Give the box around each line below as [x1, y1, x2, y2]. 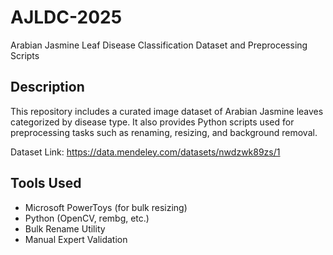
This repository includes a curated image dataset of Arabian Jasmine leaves [10, 105, 324, 117]
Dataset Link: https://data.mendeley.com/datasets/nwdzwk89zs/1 [10, 146, 281, 158]
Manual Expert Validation [24, 233, 128, 245]
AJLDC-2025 [10, 6, 123, 29]
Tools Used [10, 175, 82, 192]
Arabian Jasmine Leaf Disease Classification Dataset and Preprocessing [10, 39, 308, 51]
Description [10, 79, 85, 96]
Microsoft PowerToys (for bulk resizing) [24, 201, 188, 213]
